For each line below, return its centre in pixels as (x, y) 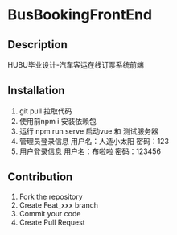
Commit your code (50, 213)
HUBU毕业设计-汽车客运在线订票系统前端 (76, 65)
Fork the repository (51, 196)
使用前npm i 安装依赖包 (58, 121)
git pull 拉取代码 (45, 111)
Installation (36, 91)
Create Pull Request (52, 222)
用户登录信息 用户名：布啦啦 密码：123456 (90, 151)
